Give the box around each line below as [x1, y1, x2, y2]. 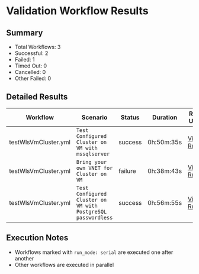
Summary [6, 28, 43, 38]
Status [120, 113, 140, 121]
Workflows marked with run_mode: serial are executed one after [14, 249, 174, 256]
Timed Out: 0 [14, 62, 47, 69]
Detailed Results [6, 92, 68, 102]
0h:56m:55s [147, 198, 182, 207]
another [14, 254, 34, 262]
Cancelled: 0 [14, 69, 46, 75]
